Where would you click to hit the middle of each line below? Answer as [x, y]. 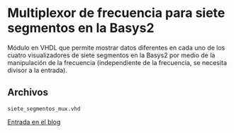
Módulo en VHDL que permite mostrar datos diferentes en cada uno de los [116, 47]
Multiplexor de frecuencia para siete [116, 13]
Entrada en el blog [34, 122]
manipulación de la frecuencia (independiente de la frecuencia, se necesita [117, 62]
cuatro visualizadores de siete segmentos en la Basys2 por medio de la [111, 55]
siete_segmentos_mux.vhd [44, 109]
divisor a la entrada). [37, 70]
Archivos [28, 92]
